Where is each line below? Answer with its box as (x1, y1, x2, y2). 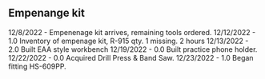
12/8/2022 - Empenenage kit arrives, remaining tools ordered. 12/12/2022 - (8, 27, 256, 37)
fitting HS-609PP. (8, 61, 66, 71)
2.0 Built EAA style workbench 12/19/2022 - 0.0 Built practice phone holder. (8, 44, 258, 54)
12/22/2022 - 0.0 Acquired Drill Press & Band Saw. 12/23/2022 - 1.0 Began (8, 53, 254, 62)
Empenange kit (8, 6, 86, 20)
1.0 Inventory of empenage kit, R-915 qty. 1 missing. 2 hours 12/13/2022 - (8, 36, 249, 45)
